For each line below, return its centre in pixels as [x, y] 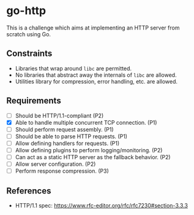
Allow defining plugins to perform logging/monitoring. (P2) [89, 150]
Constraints [29, 54]
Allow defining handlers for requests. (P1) [67, 143]
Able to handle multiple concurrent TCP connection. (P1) [86, 122]
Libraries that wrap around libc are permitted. [73, 68]
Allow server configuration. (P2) [55, 164]
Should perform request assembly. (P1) [64, 129]
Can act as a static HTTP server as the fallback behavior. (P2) [93, 157]
